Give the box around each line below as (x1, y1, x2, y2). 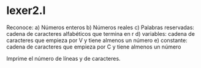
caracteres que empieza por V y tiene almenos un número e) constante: (6, 36, 188, 44)
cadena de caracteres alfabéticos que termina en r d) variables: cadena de (6, 30, 195, 37)
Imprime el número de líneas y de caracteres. (6, 55, 121, 62)
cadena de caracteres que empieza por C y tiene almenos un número (6, 43, 181, 50)
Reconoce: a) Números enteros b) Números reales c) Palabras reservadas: (6, 24, 195, 31)
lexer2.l (6, 4, 46, 18)
